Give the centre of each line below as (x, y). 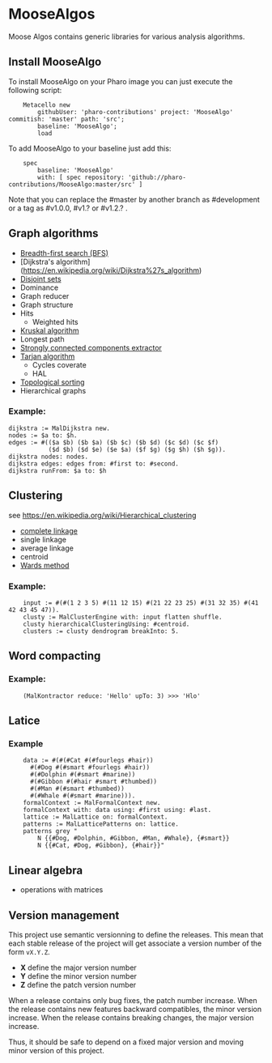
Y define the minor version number (79, 976)
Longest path (42, 339)
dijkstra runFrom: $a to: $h (57, 470)
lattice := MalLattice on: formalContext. (96, 817)
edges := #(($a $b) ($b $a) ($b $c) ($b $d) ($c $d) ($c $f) (114, 442)
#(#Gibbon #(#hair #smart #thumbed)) (93, 782)
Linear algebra (46, 870)
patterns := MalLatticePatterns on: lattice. (101, 824)
